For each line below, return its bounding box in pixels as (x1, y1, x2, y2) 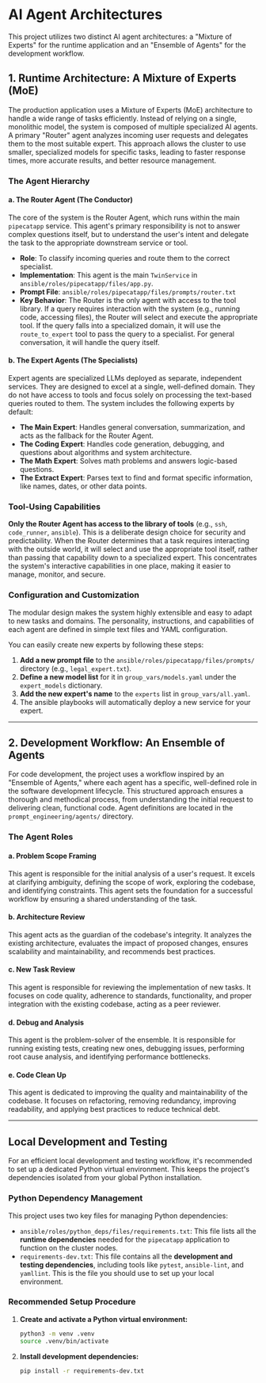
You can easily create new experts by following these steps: (8, 640, 204, 649)
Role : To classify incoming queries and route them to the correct (19, 253, 230, 262)
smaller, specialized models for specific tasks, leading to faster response (8, 147, 246, 156)
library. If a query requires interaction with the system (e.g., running (19, 304, 241, 313)
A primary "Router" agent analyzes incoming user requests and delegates (8, 130, 249, 140)
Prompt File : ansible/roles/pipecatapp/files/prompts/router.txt (19, 287, 236, 297)
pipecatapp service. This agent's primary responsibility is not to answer (8, 220, 241, 231)
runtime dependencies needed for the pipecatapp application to (19, 1235, 230, 1244)
